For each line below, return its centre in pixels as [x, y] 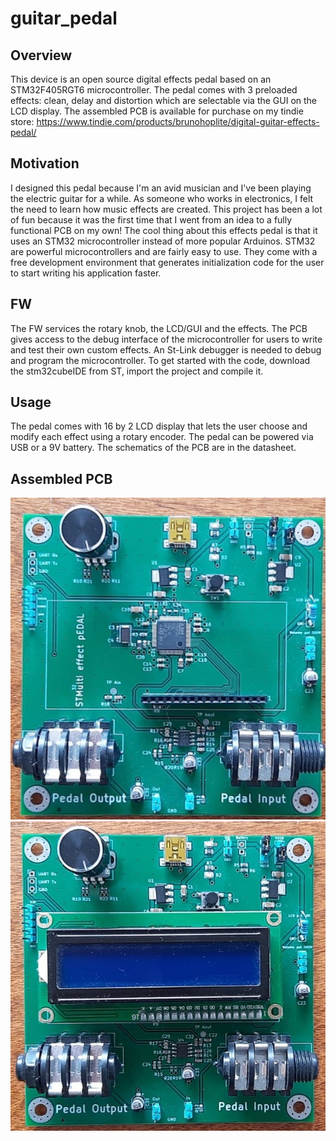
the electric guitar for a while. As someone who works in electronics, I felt [162, 198]
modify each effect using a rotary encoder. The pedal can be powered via [162, 437]
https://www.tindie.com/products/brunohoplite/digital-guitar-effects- [178, 121]
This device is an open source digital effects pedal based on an [141, 79]
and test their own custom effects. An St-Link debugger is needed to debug [166, 349]
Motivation [45, 163]
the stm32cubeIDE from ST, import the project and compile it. [137, 371]
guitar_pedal [64, 18]
